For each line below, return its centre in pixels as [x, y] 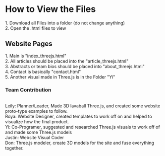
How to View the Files [51, 9]
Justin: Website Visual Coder [35, 138]
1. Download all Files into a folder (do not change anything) [65, 23]
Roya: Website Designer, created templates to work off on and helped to [79, 117]
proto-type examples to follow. [36, 111]
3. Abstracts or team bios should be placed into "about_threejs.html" [75, 66]
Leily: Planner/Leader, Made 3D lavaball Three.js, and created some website [83, 106]
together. [14, 148]
